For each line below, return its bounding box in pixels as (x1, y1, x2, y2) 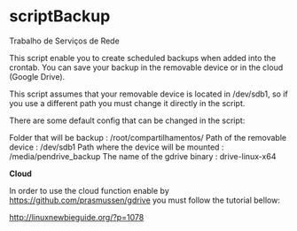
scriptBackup (9, 6, 111, 27)
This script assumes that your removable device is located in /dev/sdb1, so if (9, 89, 288, 99)
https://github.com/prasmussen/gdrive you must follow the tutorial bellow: (9, 195, 281, 205)
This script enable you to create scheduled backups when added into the (9, 52, 277, 63)
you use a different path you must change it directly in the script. (9, 97, 246, 108)
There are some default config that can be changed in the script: (9, 115, 246, 126)
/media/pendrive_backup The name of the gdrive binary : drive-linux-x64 (9, 150, 277, 161)
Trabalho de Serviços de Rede (9, 35, 120, 46)
